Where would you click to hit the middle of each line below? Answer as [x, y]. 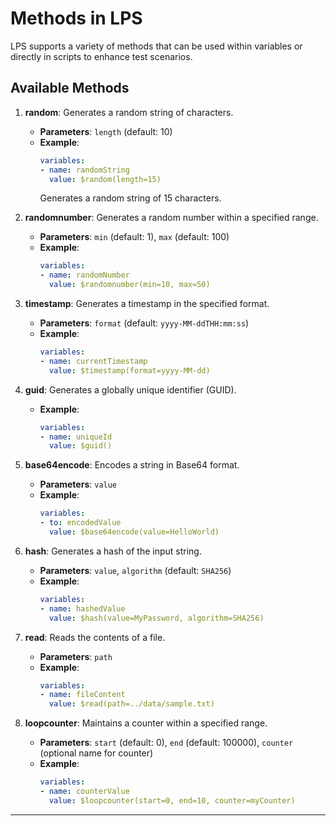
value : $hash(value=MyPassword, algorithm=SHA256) [156, 618]
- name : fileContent [82, 695]
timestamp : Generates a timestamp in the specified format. [147, 303]
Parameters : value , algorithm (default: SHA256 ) [135, 570]
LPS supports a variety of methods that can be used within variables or [156, 46]
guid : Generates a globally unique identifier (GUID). [130, 389]
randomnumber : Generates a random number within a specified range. [171, 218]
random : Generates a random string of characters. [129, 112]
